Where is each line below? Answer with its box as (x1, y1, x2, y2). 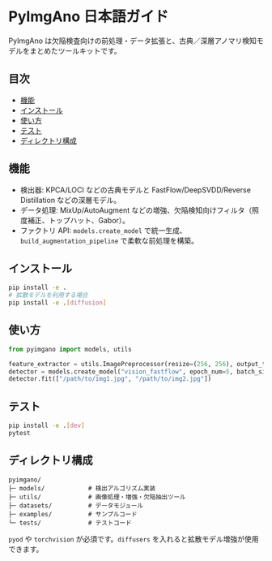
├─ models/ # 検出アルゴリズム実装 (8, 484, 156, 492)
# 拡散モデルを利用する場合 (8, 291, 89, 300)
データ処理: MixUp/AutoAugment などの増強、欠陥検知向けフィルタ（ (19, 205, 253, 215)
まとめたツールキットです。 (29, 45, 121, 55)
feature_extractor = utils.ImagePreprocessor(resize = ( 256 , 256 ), (8, 360, 233, 368)
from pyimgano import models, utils (8, 345, 132, 353)
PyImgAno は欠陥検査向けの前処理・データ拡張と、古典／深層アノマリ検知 (8, 36, 257, 45)
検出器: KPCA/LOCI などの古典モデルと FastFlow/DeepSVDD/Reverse (19, 184, 251, 195)
